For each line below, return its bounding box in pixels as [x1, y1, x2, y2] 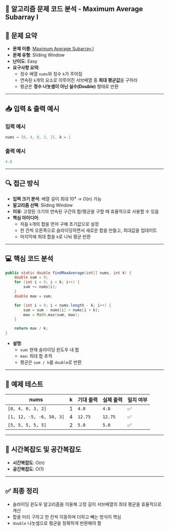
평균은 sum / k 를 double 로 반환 [20, 359, 82, 365]
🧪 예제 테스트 [5, 380, 44, 389]
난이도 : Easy [12, 58, 38, 64]
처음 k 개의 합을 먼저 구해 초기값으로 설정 [20, 221, 99, 227]
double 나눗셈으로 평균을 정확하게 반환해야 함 [12, 520, 102, 526]
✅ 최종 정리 [5, 487, 39, 495]
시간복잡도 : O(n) [12, 459, 45, 466]
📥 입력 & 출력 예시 [5, 104, 59, 113]
